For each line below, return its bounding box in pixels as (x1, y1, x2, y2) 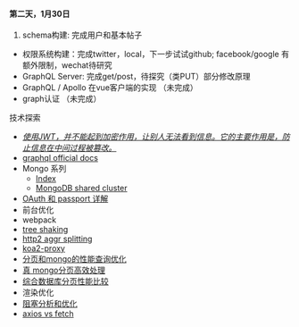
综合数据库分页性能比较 (21, 276, 109, 287)
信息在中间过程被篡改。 (29, 143, 117, 154)
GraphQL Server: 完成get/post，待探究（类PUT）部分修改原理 (21, 71, 252, 82)
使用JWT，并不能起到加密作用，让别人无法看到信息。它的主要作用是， (21, 131, 283, 142)
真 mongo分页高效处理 (21, 264, 105, 276)
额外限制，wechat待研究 (21, 60, 112, 71)
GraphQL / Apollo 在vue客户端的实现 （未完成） (21, 82, 198, 93)
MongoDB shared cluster (35, 183, 128, 194)
